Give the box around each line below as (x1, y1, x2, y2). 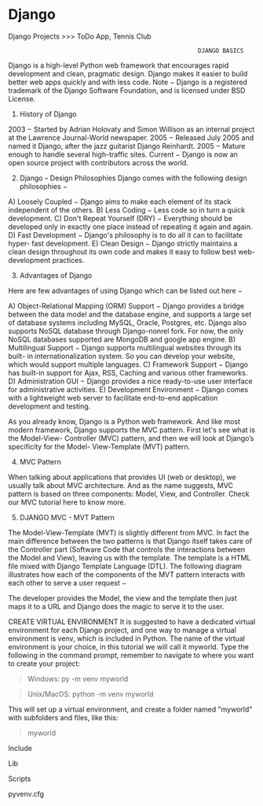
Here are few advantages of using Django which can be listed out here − (8, 286, 243, 295)
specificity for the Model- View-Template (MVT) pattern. (8, 442, 191, 451)
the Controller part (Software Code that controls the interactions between (8, 545, 246, 554)
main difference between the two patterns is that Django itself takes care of (8, 536, 253, 545)
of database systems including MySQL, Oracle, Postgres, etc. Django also (8, 317, 247, 327)
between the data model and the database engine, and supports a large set (8, 309, 252, 319)
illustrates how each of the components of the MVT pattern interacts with (8, 569, 246, 579)
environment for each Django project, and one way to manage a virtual (8, 625, 237, 634)
